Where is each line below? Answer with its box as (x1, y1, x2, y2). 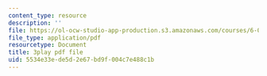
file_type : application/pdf (8, 33, 102, 42)
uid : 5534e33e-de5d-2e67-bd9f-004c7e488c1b (8, 56, 155, 64)
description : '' (8, 19, 62, 27)
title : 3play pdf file (8, 48, 83, 56)
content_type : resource (8, 11, 87, 20)
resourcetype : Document (8, 41, 87, 49)
